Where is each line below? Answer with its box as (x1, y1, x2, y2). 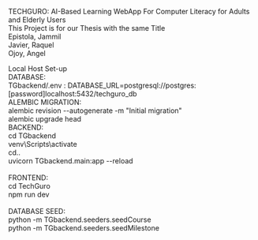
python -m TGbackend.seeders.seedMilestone (8, 223, 160, 232)
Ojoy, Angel (8, 49, 46, 58)
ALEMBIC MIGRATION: (8, 98, 82, 107)
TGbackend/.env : (8, 81, 66, 90)
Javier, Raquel (8, 40, 54, 50)
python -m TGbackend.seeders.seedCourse (8, 215, 151, 224)
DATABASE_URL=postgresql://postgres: (67, 81, 196, 90)
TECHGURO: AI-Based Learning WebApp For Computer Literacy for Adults (8, 7, 250, 16)
